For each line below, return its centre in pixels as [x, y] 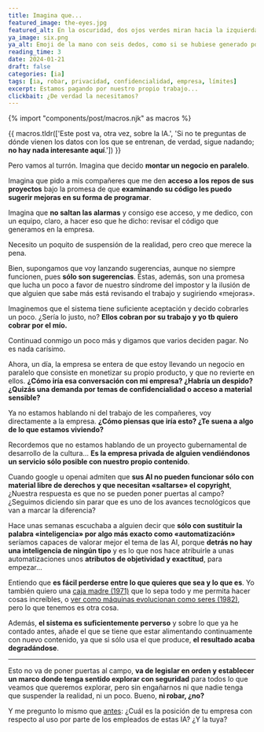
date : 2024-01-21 [37, 60]
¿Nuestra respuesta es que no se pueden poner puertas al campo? [116, 494]
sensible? [24, 397]
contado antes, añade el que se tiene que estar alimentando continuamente [130, 631]
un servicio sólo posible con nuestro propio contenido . [99, 462]
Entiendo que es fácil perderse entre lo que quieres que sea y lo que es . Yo [132, 582]
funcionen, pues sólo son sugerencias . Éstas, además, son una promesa [126, 277]
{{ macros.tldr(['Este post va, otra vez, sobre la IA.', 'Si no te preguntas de [127, 134]
